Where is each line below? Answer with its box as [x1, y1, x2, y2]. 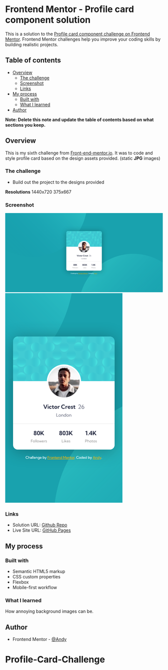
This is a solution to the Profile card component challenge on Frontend [5, 31, 150, 37]
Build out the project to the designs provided [12, 179, 104, 185]
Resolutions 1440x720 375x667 [5, 188, 71, 195]
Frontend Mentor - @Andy [12, 636, 67, 642]
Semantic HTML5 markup [12, 568, 65, 575]
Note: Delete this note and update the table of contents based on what [5, 117, 154, 123]
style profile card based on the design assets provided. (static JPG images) [5, 155, 161, 161]
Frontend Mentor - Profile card [5, 4, 134, 15]
